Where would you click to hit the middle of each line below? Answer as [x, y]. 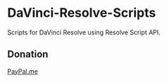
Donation [28, 54]
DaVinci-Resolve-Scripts [82, 13]
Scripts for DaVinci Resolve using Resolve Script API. [84, 32]
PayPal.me [23, 71]
